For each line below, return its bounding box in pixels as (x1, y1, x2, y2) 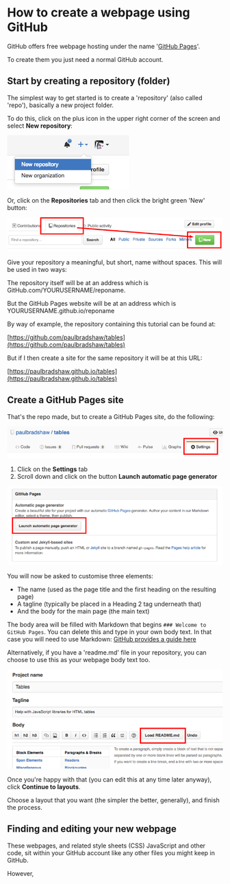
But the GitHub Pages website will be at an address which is (7, 299, 177, 307)
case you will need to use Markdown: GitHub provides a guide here (7, 635, 196, 644)
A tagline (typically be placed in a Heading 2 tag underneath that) (16, 600, 202, 609)
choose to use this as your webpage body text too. (7, 656, 151, 664)
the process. (7, 803, 42, 811)
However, (7, 869, 34, 877)
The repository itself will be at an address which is (7, 278, 149, 286)
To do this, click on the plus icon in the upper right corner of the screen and (7, 114, 220, 122)
